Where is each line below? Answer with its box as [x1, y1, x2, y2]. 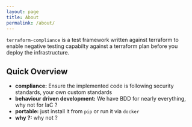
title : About [6, 14, 39, 20]
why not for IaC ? [14, 101, 58, 108]
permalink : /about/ [6, 20, 55, 26]
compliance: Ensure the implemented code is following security [14, 82, 174, 90]
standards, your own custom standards [14, 89, 113, 96]
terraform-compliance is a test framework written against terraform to [6, 37, 179, 44]
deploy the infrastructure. [6, 49, 70, 56]
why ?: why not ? [14, 114, 58, 122]
